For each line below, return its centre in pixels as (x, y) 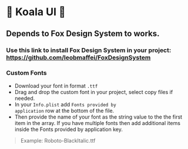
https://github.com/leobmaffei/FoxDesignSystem (78, 57)
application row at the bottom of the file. (64, 110)
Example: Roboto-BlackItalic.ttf (58, 140)
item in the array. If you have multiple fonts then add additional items (98, 123)
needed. (25, 98)
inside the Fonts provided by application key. (69, 129)
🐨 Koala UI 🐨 (36, 12)
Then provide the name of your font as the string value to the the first (98, 117)
